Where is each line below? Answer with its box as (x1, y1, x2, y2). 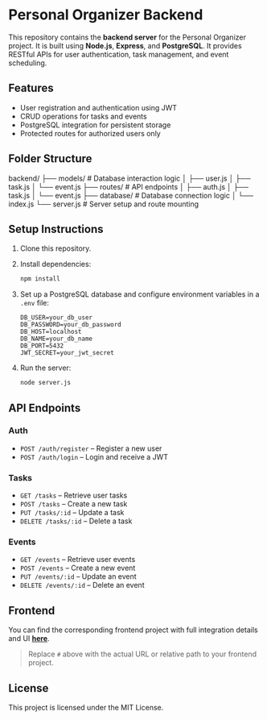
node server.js (19, 379, 72, 387)
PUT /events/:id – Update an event (19, 572, 137, 581)
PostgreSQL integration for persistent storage (19, 119, 171, 130)
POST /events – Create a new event (19, 563, 136, 573)
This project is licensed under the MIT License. (8, 703, 164, 713)
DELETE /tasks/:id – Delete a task (19, 516, 133, 526)
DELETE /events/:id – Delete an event (19, 581, 145, 590)
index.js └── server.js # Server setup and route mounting (8, 199, 199, 209)
